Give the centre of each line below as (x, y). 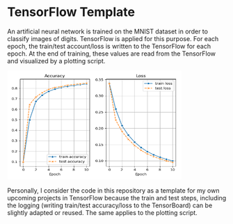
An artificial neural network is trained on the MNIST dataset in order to (108, 31)
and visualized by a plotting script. (56, 61)
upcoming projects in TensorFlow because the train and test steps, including (117, 198)
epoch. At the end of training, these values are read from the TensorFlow (112, 54)
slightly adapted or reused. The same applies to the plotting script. (103, 212)
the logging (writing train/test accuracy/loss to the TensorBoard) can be (110, 205)
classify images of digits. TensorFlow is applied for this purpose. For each (113, 38)
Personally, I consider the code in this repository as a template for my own (113, 190)
